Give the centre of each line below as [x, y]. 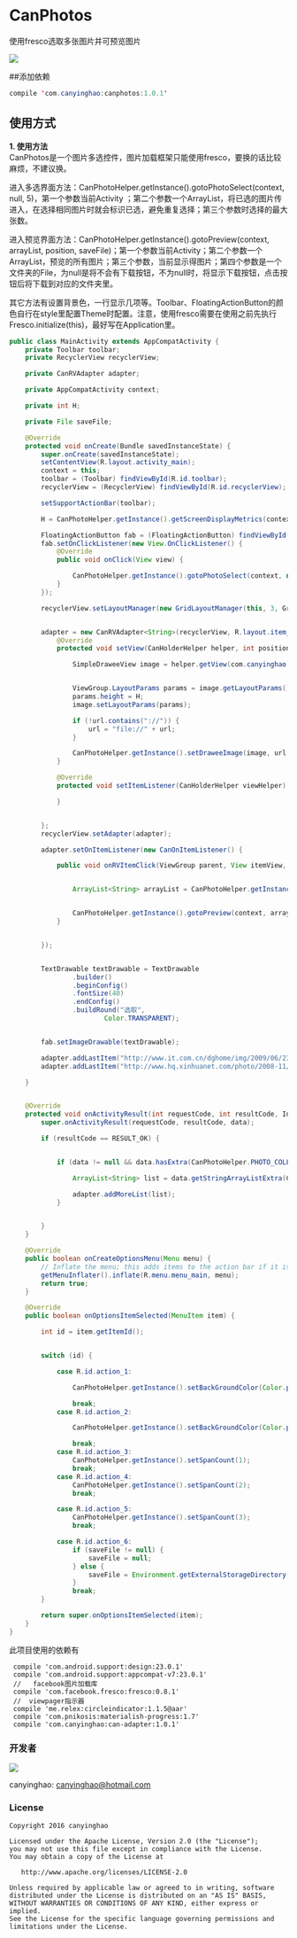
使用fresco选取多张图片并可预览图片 [75, 41]
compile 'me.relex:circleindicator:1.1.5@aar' [100, 1708]
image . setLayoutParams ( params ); [132, 704]
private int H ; [53, 406]
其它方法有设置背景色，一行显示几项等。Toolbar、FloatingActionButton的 [143, 302]
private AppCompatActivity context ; [93, 390]
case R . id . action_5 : [94, 1509]
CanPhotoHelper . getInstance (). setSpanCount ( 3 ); [161, 1518]
